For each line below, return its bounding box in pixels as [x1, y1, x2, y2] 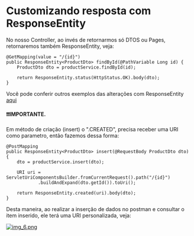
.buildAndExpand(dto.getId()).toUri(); [37, 180, 136, 186]
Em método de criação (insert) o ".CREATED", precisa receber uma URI [6, 126, 179, 133]
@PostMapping [6, 144, 38, 150]
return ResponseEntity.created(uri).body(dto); [17, 190, 136, 196]
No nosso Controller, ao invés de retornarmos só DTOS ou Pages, [6, 36, 166, 43]
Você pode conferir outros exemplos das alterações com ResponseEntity [6, 90, 184, 97]
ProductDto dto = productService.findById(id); [17, 64, 136, 70]
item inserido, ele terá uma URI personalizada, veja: [6, 212, 131, 219]
